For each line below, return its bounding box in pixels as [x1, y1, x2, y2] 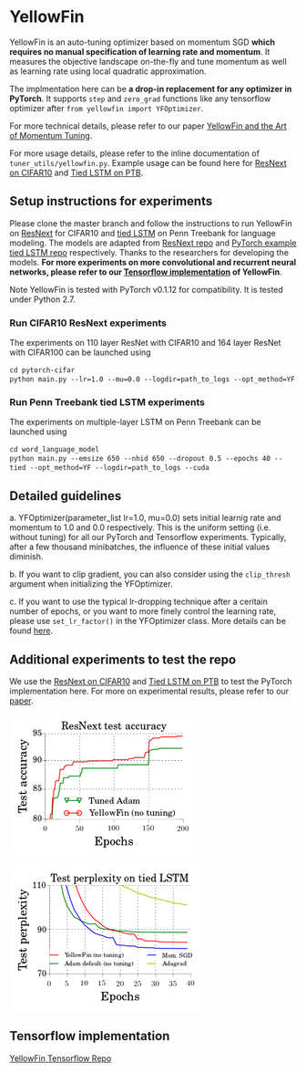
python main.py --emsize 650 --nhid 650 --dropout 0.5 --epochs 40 [9, 454, 271, 464]
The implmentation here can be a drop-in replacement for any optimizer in [9, 83, 292, 94]
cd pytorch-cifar [9, 366, 76, 375]
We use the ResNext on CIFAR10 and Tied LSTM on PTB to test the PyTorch [9, 675, 292, 686]
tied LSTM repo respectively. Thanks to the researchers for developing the [9, 246, 290, 257]
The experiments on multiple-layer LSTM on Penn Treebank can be [9, 417, 261, 428]
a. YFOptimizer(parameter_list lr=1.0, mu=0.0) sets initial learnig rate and [9, 513, 281, 524]
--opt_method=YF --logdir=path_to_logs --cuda [29, 464, 209, 473]
